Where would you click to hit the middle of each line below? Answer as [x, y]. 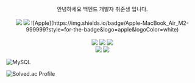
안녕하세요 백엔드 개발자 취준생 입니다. [102, 9]
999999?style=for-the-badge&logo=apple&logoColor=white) [102, 29]
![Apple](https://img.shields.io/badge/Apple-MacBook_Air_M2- [110, 23]
